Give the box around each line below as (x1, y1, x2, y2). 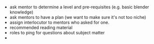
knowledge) (9, 9, 34, 15)
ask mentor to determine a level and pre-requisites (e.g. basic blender (9, 4, 149, 10)
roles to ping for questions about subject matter (9, 30, 105, 35)
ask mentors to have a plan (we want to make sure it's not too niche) (9, 15, 146, 20)
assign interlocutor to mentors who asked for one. (9, 19, 109, 25)
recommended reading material (9, 25, 73, 30)
